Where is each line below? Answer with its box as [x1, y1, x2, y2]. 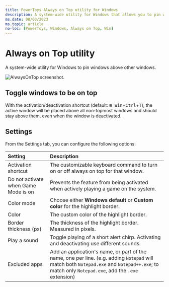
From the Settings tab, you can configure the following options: [5, 140, 136, 147]
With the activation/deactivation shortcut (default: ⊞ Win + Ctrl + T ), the [5, 102, 152, 108]
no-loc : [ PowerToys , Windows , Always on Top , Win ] [5, 26, 114, 31]
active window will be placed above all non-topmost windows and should [5, 107, 157, 113]
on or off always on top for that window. [50, 167, 144, 174]
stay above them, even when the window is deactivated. [5, 113, 122, 119]
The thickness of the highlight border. [50, 219, 139, 226]
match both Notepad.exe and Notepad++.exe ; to [50, 260, 159, 267]
